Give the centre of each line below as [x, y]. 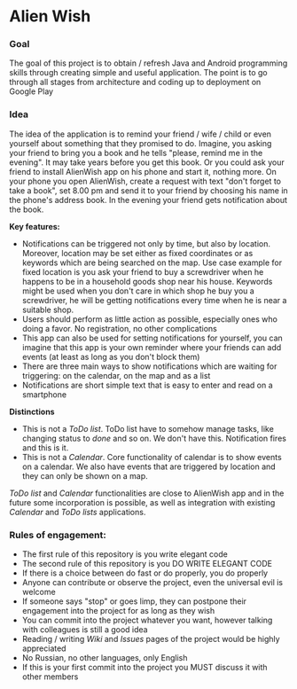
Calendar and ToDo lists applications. [78, 512]
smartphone [44, 394]
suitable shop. [48, 309]
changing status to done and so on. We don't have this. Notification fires [154, 438]
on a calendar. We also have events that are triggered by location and [149, 466]
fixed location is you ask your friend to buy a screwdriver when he [143, 271]
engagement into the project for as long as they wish [118, 611]
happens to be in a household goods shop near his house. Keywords [147, 281]
